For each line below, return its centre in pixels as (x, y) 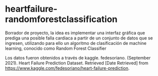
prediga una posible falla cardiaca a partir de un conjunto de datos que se (79, 38)
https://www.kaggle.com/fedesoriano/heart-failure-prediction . (67, 68)
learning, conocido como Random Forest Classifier (56, 48)
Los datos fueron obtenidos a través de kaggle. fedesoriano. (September (78, 57)
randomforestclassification (61, 19)
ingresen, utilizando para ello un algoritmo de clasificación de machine (76, 43)
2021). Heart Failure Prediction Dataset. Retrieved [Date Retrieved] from (77, 63)
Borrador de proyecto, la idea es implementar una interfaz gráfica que (75, 33)
